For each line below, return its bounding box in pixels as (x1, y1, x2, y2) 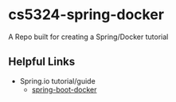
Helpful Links (8, 55, 76, 69)
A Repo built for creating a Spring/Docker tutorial (8, 32, 169, 41)
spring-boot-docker (31, 84, 97, 94)
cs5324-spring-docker (8, 6, 165, 24)
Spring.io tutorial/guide (19, 76, 96, 85)
